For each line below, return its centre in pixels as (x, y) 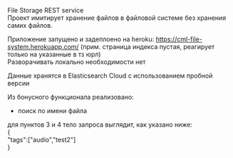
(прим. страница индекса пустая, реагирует (148, 47)
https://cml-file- (179, 39)
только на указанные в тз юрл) (54, 54)
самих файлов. (30, 25)
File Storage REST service (46, 10)
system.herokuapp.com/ (43, 47)
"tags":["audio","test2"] (42, 139)
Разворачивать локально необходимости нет (77, 62)
